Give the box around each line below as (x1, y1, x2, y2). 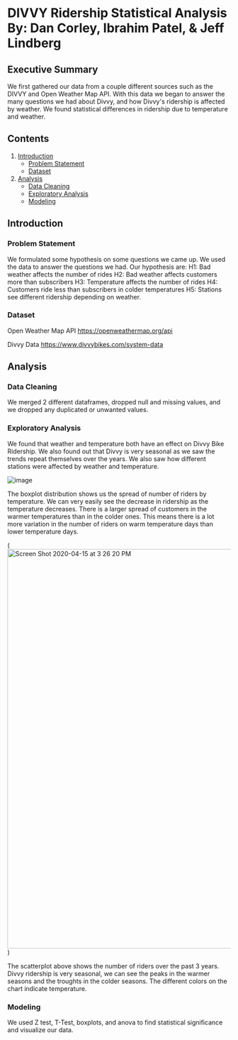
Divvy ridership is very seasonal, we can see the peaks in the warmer (7, 969, 210, 978)
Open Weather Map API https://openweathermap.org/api (7, 326, 173, 335)
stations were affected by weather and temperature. (7, 462, 159, 470)
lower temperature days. (7, 527, 79, 536)
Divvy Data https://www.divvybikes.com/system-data (7, 340, 164, 348)
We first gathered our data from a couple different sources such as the (7, 82, 214, 90)
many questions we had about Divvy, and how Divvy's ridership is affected (7, 97, 225, 106)
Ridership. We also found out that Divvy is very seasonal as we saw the (7, 447, 215, 455)
